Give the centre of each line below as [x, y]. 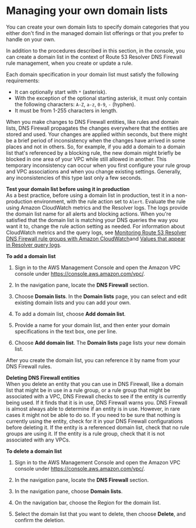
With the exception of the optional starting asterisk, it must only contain [101, 98]
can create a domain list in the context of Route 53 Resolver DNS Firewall [94, 57]
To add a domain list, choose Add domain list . [70, 314]
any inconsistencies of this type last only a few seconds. [74, 178]
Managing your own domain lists [87, 11]
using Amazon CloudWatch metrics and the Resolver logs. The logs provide [97, 207]
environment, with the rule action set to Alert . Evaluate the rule [110, 201]
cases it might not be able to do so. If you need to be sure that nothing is [94, 415]
